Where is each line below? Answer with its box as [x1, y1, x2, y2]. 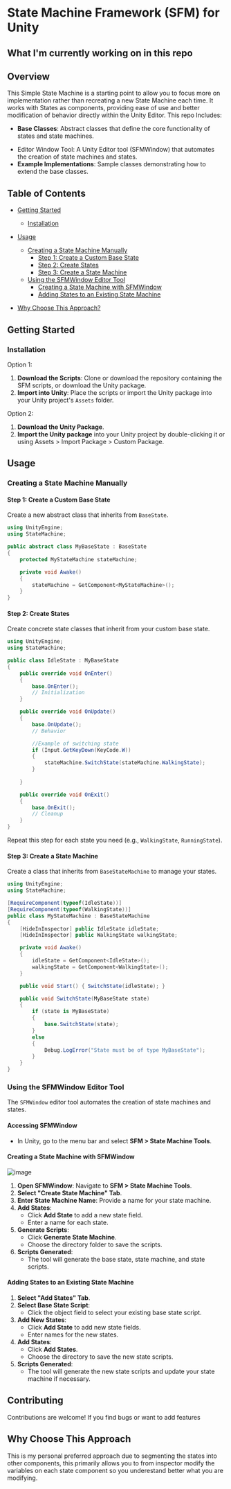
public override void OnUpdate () [19, 708, 116, 715]
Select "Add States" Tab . [17, 1294, 91, 1302]
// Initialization [32, 689, 85, 696]
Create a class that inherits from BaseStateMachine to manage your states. [7, 867, 217, 876]
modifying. [7, 1474, 38, 1482]
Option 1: [7, 360, 33, 369]
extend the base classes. [17, 168, 89, 176]
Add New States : [17, 1315, 67, 1324]
